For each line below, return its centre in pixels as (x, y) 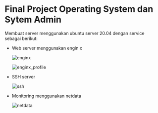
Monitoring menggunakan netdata (46, 96)
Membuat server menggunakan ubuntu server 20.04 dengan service (75, 33)
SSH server (24, 76)
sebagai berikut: (21, 38)
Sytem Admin (33, 19)
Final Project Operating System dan (79, 9)
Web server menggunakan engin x (47, 48)
